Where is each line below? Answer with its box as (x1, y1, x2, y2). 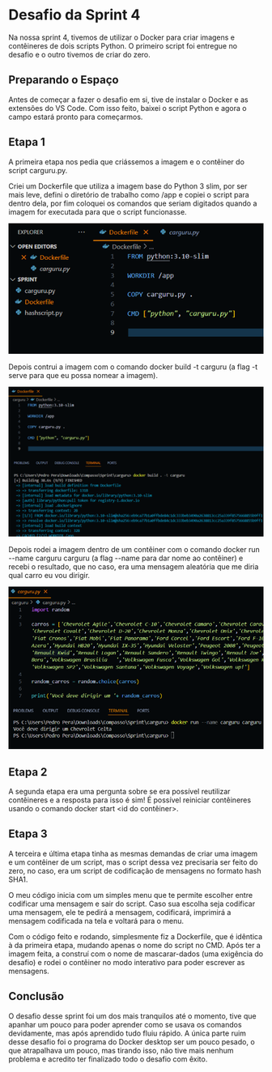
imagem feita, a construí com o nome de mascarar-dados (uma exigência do (8, 949, 264, 959)
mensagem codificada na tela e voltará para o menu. (8, 916, 185, 925)
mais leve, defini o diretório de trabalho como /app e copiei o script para (8, 189, 249, 199)
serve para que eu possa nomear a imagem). (8, 371, 159, 381)
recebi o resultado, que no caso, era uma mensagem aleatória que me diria (8, 561, 259, 572)
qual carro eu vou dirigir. (8, 570, 91, 580)
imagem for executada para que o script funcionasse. (8, 206, 188, 216)
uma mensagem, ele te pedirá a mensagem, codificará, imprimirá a (8, 907, 232, 917)
